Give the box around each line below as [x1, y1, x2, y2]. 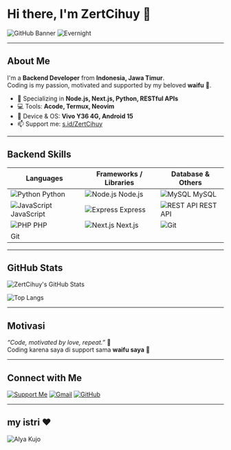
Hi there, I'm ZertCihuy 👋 [7, 6, 151, 22]
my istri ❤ [7, 416, 52, 429]
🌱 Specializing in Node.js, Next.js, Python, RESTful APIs [16, 94, 179, 103]
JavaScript [10, 209, 46, 219]
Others [178, 178, 202, 187]
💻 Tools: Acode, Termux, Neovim [16, 102, 115, 110]
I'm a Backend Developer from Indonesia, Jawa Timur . [7, 74, 165, 82]
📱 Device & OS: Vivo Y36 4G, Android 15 [16, 111, 134, 120]
